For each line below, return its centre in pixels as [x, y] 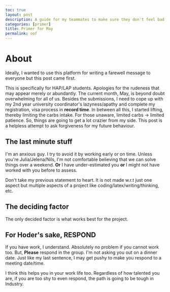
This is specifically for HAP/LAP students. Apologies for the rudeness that [82, 88]
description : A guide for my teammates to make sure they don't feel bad [85, 19]
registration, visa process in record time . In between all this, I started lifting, [84, 109]
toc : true [16, 10]
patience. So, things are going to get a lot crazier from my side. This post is [84, 120]
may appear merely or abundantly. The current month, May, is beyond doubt [85, 93]
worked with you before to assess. [41, 170]
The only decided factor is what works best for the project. [67, 219]
